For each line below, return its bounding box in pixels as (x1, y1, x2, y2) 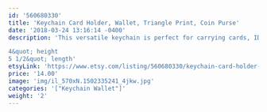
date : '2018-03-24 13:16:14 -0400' (8, 26, 126, 34)
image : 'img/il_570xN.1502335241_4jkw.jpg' (8, 77, 155, 85)
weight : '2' (8, 91, 48, 99)
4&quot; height (8, 48, 59, 56)
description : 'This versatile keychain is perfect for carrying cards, (8, 33, 250, 42)
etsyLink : (8, 62, 41, 71)
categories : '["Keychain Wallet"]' (8, 84, 126, 92)
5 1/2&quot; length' (8, 55, 77, 63)
